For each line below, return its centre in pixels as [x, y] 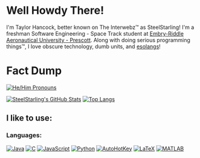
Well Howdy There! [55, 11]
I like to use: [29, 118]
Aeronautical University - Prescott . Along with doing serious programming [98, 40]
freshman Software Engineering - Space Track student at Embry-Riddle [95, 33]
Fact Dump [34, 71]
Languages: [24, 135]
